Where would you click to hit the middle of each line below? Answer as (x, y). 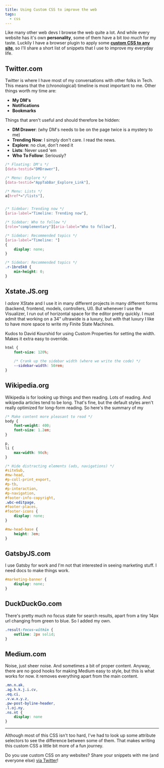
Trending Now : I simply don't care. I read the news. (64, 140)
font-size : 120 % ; (31, 352)
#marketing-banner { (26, 579)
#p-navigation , (20, 493)
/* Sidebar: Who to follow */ (36, 222)
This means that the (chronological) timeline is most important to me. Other (81, 85)
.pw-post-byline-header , (30, 703)
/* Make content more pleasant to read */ (49, 416)
